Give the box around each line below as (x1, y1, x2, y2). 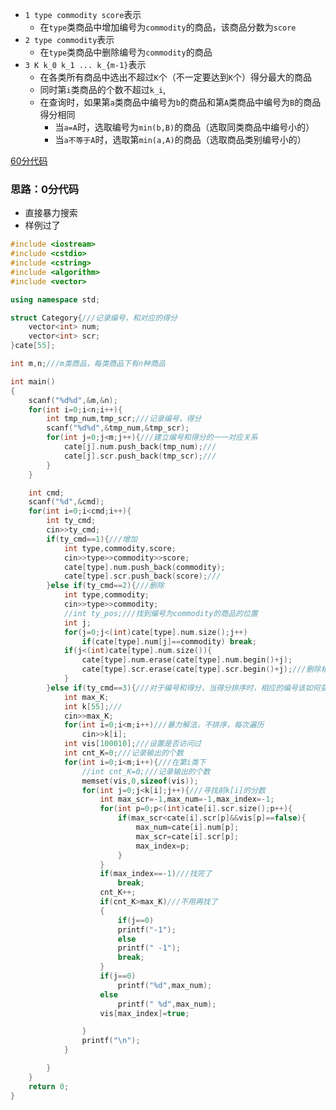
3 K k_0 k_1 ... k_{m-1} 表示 (24, 59, 147, 70)
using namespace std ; (10, 294, 101, 305)
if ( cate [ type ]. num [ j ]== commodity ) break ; (81, 636, 257, 647)
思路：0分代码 (10, 182, 80, 196)
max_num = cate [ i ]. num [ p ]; (135, 823, 240, 833)
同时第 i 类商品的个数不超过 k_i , (39, 84, 167, 95)
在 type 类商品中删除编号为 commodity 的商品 (39, 46, 213, 58)
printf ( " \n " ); (81, 1036, 141, 1046)
